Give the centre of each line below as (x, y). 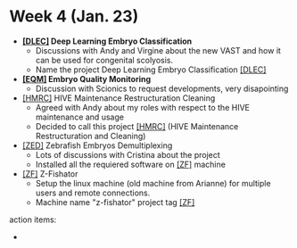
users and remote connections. (93, 193)
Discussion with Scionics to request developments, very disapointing (162, 88)
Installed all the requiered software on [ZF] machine (130, 164)
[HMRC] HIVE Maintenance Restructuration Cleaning (119, 98)
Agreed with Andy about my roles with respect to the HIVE (142, 107)
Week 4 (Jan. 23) (74, 17)
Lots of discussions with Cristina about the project (128, 154)
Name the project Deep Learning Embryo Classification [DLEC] (151, 70)
